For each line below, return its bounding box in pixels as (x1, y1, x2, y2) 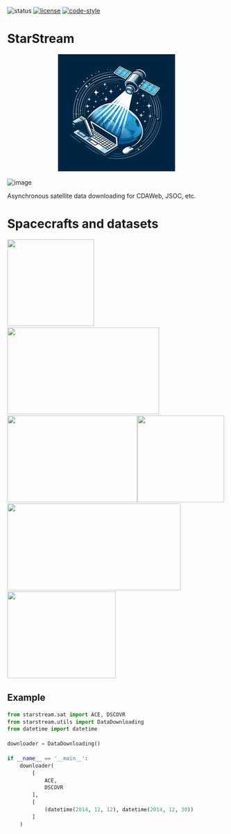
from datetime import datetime (7, 726, 98, 733)
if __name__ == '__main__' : (7, 755, 89, 762)
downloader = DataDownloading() (7, 740, 101, 747)
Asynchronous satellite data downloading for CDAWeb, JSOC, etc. (7, 192, 196, 200)
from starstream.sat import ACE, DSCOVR (7, 711, 126, 718)
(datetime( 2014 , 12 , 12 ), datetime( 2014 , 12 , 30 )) (44, 806, 194, 813)
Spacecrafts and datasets (7, 216, 159, 232)
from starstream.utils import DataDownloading (7, 718, 144, 725)
